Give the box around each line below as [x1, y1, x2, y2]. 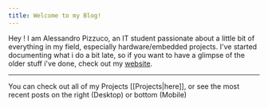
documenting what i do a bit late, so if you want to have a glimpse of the [8, 50, 246, 59]
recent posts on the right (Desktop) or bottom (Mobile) [8, 90, 187, 99]
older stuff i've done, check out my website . [8, 59, 153, 68]
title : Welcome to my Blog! [8, 11, 102, 20]
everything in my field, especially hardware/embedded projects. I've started [8, 41, 258, 52]
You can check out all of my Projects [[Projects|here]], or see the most [8, 81, 240, 91]
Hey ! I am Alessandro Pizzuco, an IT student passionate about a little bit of [8, 33, 255, 43]
